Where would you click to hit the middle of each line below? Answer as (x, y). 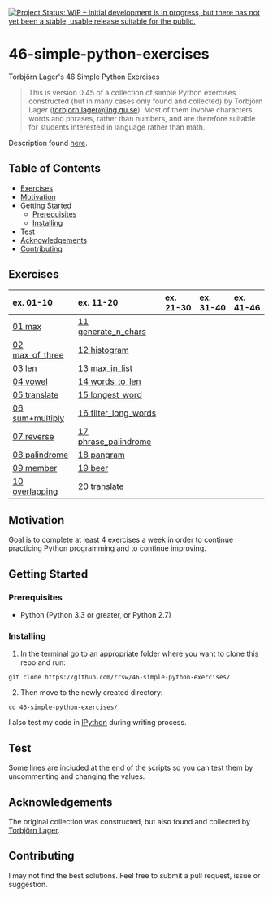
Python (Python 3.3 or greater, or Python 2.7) (96, 615)
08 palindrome (41, 455)
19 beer (93, 468)
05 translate (36, 394)
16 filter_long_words (117, 413)
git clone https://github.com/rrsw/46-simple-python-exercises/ (119, 677)
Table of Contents (55, 168)
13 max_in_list (105, 368)
